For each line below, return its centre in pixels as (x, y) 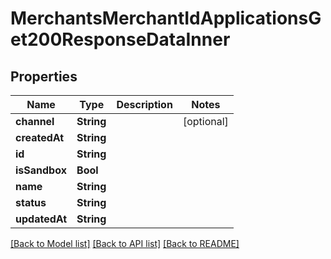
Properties (44, 76)
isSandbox (41, 170)
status (31, 202)
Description (144, 104)
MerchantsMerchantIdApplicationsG (166, 18)
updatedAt (41, 219)
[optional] (205, 121)
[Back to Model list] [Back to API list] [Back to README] (125, 243)
